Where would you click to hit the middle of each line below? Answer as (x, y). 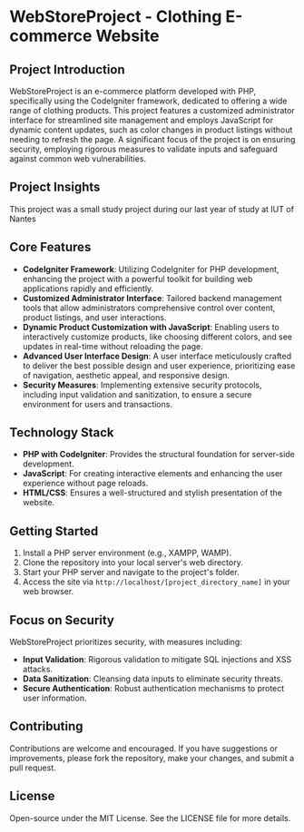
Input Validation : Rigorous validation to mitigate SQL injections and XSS (157, 660)
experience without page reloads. (85, 484)
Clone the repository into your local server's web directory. (132, 563)
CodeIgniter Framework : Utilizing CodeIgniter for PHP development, (151, 269)
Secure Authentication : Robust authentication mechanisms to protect (153, 689)
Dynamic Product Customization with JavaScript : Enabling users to (151, 327)
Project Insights (55, 187)
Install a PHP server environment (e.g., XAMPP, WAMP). (127, 553)
